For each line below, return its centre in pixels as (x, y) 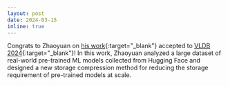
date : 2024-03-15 (32, 20)
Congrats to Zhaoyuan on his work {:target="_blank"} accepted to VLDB (109, 46)
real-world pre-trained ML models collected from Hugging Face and (104, 61)
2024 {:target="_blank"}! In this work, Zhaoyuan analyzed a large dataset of (114, 53)
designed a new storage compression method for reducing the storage (108, 68)
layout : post (26, 13)
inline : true (26, 26)
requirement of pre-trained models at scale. (69, 75)
